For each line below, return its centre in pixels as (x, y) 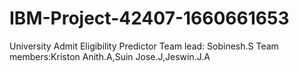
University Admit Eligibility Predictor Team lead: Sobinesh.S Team (144, 46)
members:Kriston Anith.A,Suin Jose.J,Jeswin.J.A (110, 56)
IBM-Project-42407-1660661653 (149, 18)
